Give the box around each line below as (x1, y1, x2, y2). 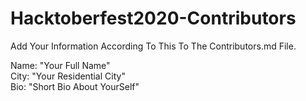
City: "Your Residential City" (10, 70, 126, 82)
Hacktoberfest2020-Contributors (10, 7, 297, 30)
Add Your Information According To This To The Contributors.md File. (10, 40, 297, 52)
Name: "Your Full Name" (10, 59, 111, 71)
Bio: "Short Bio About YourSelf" (10, 80, 140, 92)
